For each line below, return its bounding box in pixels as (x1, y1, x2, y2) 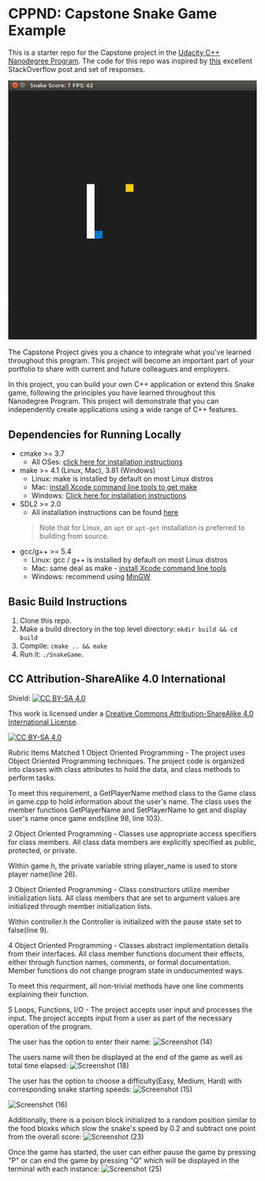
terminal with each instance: (8, 1164, 100, 1173)
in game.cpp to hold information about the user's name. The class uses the (8, 797, 252, 806)
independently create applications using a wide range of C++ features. (8, 405, 238, 414)
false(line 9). (8, 925, 49, 934)
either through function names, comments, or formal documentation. (8, 957, 231, 967)
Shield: (8, 693, 31, 702)
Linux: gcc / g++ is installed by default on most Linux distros (31, 555, 228, 565)
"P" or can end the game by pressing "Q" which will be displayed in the (8, 1156, 240, 1165)
